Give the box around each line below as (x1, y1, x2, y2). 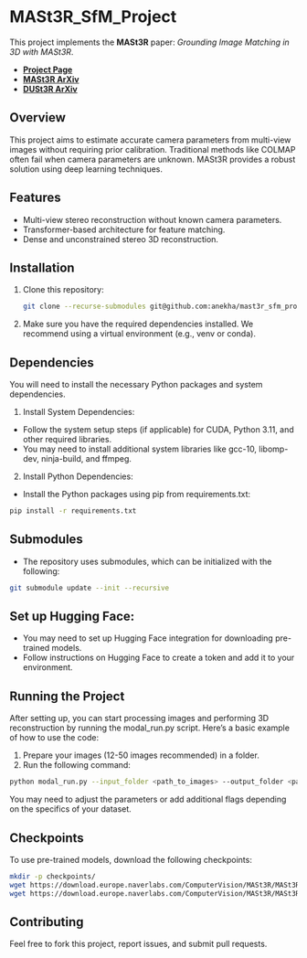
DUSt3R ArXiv (22, 83, 78, 94)
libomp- (259, 443, 289, 454)
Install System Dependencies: (22, 407, 135, 418)
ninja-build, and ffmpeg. (40, 453, 132, 464)
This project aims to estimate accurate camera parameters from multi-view (9, 134, 291, 145)
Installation (9, 260, 75, 275)
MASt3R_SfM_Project (9, 6, 177, 27)
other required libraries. (22, 434, 112, 445)
